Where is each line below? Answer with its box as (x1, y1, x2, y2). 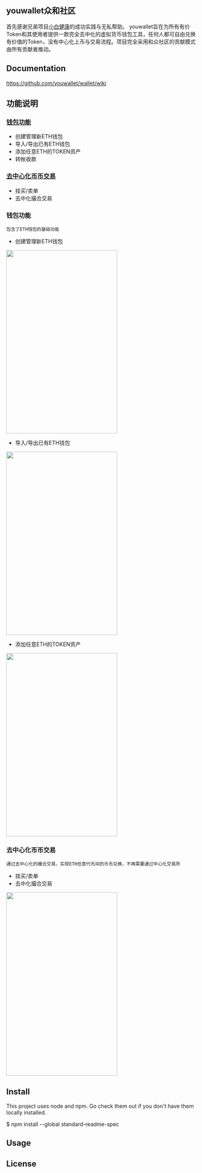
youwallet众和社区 (6, 5, 76, 16)
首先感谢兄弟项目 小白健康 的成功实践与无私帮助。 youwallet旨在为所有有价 (6, 23, 191, 30)
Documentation (6, 63, 66, 74)
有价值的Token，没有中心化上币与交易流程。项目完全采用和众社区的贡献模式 (6, 38, 196, 45)
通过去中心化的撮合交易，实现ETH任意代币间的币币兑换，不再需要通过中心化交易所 (6, 861, 181, 868)
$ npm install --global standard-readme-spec (6, 1120, 119, 1128)
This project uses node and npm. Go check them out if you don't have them (6, 1102, 194, 1110)
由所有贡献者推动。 (6, 45, 54, 53)
